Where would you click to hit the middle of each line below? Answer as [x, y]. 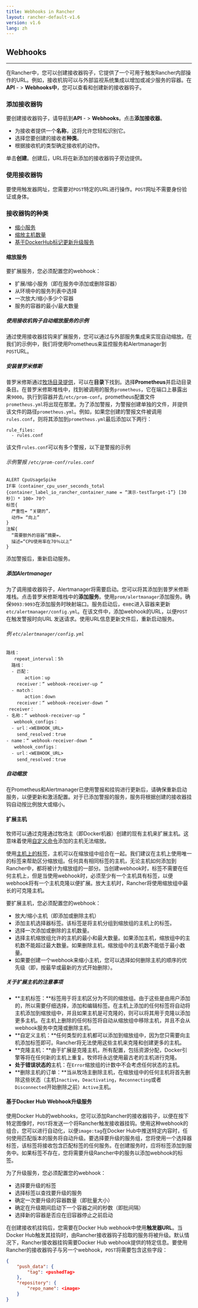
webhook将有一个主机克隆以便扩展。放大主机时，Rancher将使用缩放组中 [95, 883]
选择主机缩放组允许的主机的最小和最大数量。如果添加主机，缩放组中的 [100, 938]
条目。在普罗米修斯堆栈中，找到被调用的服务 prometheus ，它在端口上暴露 [94, 390]
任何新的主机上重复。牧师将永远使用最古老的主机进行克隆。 [108, 1057]
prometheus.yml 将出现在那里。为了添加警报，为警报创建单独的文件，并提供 [97, 404]
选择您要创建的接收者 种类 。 [48, 138]
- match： [23, 690]
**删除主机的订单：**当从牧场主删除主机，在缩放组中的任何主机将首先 [100, 1072]
